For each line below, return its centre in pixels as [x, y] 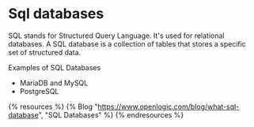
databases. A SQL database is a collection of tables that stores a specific [127, 43]
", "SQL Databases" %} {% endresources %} [111, 114]
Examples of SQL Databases [55, 67]
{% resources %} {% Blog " [53, 106]
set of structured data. [45, 52]
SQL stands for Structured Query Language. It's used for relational [116, 35]
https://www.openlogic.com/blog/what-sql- [169, 106]
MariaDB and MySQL [54, 83]
